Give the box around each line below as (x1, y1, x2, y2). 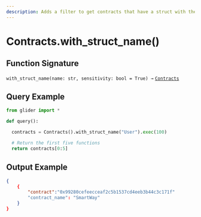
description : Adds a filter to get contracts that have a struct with (6, 8, 186, 15)
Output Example (6, 162, 68, 173)
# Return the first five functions (11, 140, 100, 146)
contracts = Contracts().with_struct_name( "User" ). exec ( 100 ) (11, 129, 167, 135)
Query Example (6, 92, 65, 102)
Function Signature (6, 58, 79, 69)
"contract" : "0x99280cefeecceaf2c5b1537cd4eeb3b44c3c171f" (28, 189, 175, 195)
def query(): (6, 118, 39, 125)
